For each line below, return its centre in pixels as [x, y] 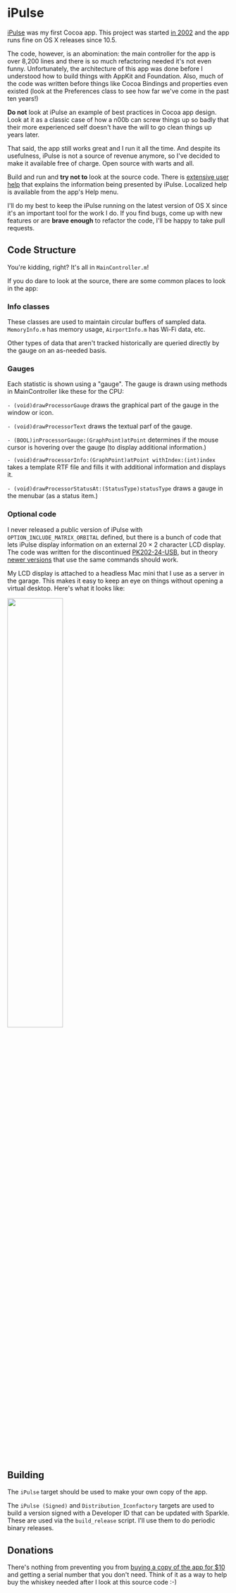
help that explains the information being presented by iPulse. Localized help [117, 184]
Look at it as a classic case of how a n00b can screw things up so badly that [118, 119]
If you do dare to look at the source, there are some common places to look [117, 280]
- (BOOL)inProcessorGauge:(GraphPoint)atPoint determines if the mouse [113, 440]
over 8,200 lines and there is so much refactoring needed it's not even [110, 61]
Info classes [29, 306]
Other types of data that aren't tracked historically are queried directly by [113, 343]
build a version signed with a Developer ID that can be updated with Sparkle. [118, 1513]
